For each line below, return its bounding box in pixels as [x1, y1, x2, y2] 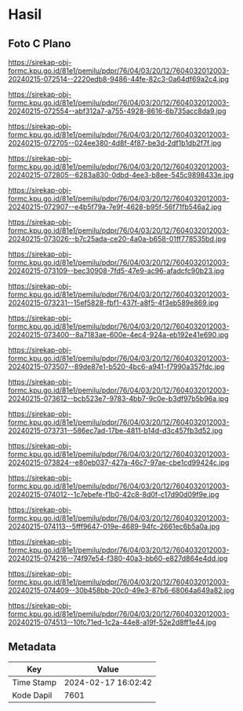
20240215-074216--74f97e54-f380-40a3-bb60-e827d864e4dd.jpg [8, 554, 228, 563]
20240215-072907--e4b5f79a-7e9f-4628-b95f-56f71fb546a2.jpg [8, 202, 222, 212]
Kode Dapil [12, 690, 53, 701]
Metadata [8, 640, 56, 654]
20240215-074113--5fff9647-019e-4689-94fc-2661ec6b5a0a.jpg [8, 521, 220, 531]
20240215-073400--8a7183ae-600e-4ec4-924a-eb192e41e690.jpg [8, 330, 229, 339]
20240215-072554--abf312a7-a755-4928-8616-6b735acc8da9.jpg [8, 106, 227, 116]
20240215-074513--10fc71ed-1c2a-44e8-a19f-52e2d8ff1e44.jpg [8, 617, 217, 627]
